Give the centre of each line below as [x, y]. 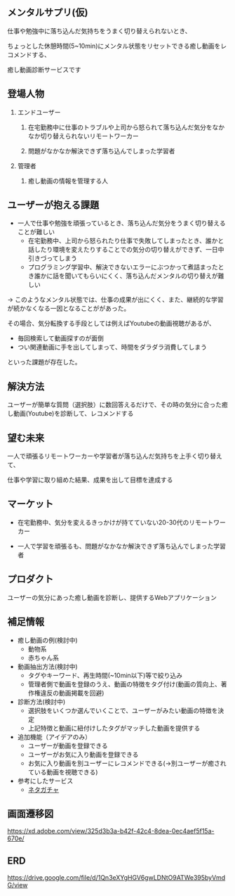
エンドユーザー [39, 112]
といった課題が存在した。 [44, 362]
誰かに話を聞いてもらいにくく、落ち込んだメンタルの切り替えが [126, 276]
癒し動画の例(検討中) [48, 640]
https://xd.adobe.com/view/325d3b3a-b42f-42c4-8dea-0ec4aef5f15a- [111, 831]
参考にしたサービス [45, 781]
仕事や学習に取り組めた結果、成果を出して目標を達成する [90, 480]
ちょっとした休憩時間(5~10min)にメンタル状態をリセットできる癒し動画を [114, 46]
